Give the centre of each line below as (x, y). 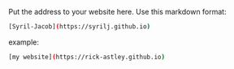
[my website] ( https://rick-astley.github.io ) (87, 57)
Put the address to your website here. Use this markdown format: (117, 12)
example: (24, 42)
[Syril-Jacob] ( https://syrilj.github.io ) (80, 27)
